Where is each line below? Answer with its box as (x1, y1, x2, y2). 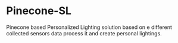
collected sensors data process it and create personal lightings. (6, 29, 162, 37)
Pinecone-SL (6, 4, 71, 18)
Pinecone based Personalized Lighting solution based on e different (6, 24, 173, 31)
